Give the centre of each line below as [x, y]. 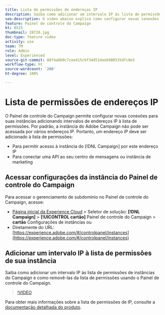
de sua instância [31, 261]
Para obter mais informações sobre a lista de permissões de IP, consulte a [80, 302]
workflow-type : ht [24, 64]
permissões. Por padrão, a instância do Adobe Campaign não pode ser [77, 126]
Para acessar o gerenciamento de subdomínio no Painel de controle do [77, 197]
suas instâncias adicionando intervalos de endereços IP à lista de [71, 121]
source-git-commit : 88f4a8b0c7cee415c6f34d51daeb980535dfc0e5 [70, 60]
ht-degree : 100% [22, 74]
